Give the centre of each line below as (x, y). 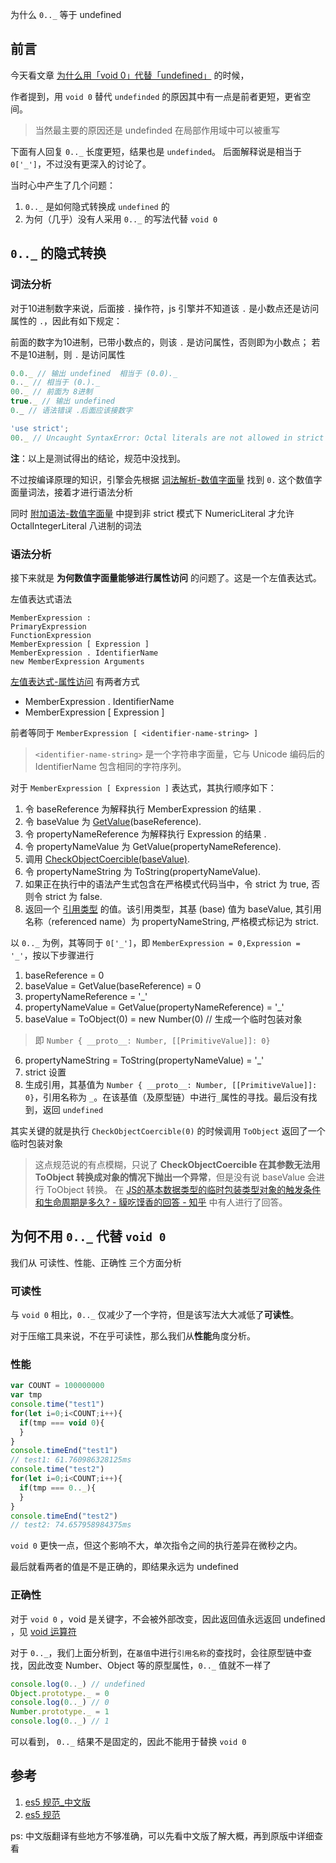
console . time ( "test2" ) (57, 1469)
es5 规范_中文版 (57, 1802)
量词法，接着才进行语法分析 (75, 492)
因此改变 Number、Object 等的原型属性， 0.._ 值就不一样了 (149, 1665)
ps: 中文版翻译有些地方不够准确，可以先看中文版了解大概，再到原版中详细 (162, 1835)
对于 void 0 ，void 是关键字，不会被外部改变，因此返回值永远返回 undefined (168, 1619)
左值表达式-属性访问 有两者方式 (75, 681)
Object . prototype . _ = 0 (60, 1693)
